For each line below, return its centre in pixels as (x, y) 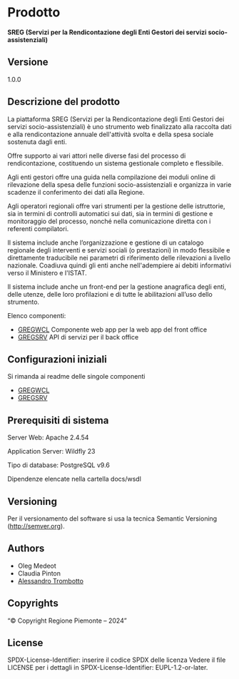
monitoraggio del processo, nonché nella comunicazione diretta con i (109, 221)
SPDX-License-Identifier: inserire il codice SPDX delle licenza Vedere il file (117, 660)
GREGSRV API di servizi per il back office (78, 337)
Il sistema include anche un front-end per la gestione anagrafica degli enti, (117, 287)
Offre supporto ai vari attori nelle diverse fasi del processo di (97, 155)
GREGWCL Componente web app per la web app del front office (112, 330)
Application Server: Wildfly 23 (51, 451)
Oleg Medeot (37, 566)
